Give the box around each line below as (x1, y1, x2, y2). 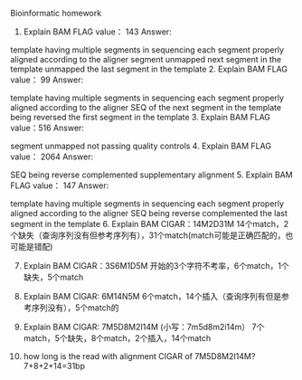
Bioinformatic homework (10, 8, 102, 18)
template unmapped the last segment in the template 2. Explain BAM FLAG (10, 63, 288, 74)
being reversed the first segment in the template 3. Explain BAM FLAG (10, 112, 270, 122)
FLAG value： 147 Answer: (10, 180, 109, 191)
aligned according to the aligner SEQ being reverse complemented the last (10, 208, 288, 218)
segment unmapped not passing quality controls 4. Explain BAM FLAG (10, 140, 272, 151)
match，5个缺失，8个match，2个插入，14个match (23, 333, 212, 343)
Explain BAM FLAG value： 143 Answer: (23, 26, 173, 37)
